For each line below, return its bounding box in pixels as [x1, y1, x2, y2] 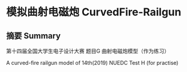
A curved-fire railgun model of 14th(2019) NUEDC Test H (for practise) [6, 60, 179, 66]
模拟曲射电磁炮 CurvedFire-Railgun [6, 5, 182, 19]
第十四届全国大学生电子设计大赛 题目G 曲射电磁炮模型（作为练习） [6, 48, 170, 54]
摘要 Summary [6, 31, 61, 41]
